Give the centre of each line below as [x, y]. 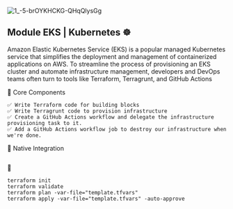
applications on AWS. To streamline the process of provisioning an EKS [109, 64]
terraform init [29, 181]
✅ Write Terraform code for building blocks [73, 105]
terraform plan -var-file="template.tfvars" [73, 192]
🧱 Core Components [37, 92]
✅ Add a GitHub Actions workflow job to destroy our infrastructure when [117, 129]
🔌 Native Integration [36, 148]
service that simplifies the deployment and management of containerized [112, 56]
